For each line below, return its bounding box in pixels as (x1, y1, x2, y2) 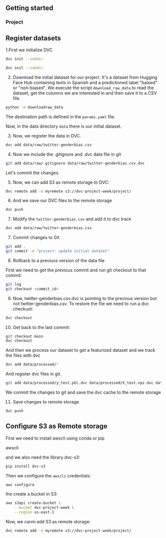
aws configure (5, 482, 35, 487)
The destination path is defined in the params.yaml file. (5, 113, 115, 120)
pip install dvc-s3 (5, 464, 46, 469)
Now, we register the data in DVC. (12, 133, 82, 138)
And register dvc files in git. (5, 371, 62, 377)
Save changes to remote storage (12, 399, 79, 404)
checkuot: (12, 305, 33, 312)
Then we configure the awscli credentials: (5, 472, 91, 478)
